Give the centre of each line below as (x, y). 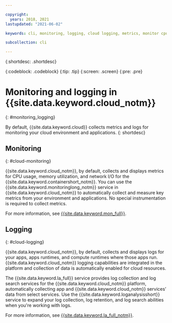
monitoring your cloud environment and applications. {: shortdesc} (76, 133)
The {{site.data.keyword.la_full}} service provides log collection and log (81, 278)
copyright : (17, 14)
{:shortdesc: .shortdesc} (31, 61)
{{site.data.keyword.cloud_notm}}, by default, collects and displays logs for (85, 252)
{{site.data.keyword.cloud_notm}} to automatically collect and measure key (84, 192)
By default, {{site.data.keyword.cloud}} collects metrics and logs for (77, 127)
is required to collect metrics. (36, 203)
